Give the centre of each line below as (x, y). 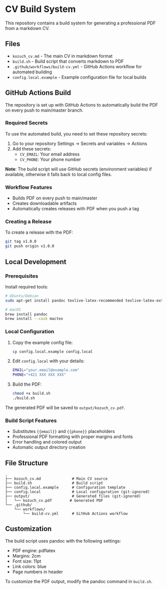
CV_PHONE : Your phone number (50, 159)
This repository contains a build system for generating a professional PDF (81, 23)
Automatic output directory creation (49, 447)
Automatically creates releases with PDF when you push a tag (76, 209)
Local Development (36, 262)
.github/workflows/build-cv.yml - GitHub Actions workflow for (77, 66)
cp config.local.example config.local (52, 352)
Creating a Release (28, 222)
